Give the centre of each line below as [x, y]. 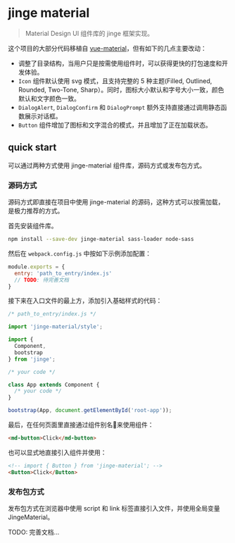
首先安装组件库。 [33, 226]
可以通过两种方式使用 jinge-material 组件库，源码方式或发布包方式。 [107, 165]
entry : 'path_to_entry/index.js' [63, 273]
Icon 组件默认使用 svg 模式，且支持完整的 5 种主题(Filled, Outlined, [115, 81]
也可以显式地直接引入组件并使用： [57, 452]
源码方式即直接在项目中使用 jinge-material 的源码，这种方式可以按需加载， [116, 202]
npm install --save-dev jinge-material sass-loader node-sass [101, 239]
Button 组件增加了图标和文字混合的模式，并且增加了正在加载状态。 [115, 125]
